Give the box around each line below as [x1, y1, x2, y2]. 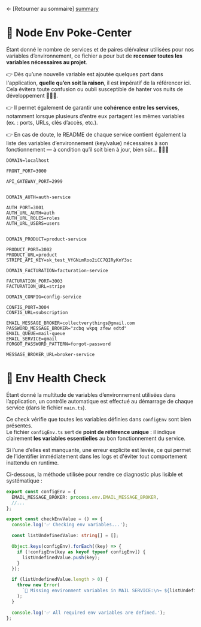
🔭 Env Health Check [6, 372, 106, 385]
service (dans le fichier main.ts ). [6, 404, 87, 411]
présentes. [6, 422, 33, 429]
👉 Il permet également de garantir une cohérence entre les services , [6, 104, 179, 111]
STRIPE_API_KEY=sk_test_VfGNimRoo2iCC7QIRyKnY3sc [6, 257, 133, 263]
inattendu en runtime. [6, 459, 59, 466]
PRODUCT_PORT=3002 [6, 246, 52, 252]
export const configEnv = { [6, 489, 77, 495]
